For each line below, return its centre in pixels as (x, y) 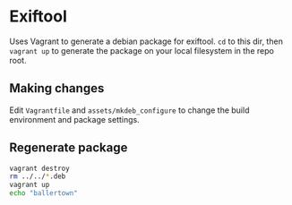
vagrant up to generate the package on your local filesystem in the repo (142, 50)
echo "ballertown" (43, 193)
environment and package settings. (75, 119)
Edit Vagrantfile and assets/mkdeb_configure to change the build (129, 110)
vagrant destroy (39, 168)
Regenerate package (69, 148)
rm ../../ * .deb (38, 176)
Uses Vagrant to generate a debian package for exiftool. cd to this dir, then (146, 41)
